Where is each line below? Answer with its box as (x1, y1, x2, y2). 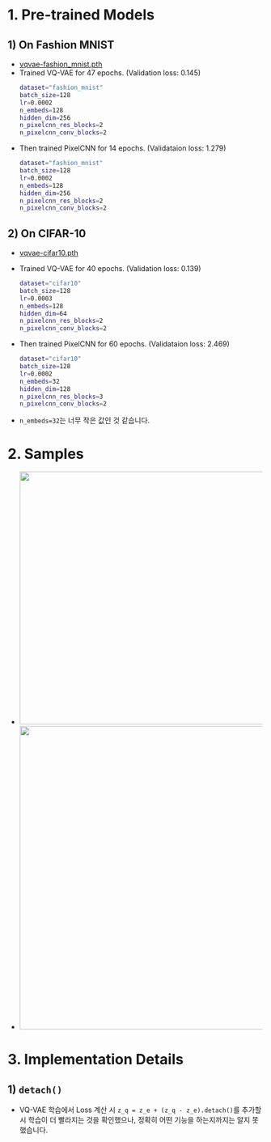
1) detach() (7, 1082, 62, 1096)
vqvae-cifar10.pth (19, 248, 78, 258)
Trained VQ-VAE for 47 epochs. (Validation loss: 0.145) (19, 68, 201, 78)
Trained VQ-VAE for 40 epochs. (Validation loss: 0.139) (19, 264, 201, 274)
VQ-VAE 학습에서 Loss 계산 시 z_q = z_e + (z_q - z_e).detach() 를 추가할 (19, 1105, 262, 1114)
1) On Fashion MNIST (7, 38, 115, 52)
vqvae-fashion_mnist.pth (19, 59, 103, 69)
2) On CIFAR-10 (7, 227, 87, 240)
